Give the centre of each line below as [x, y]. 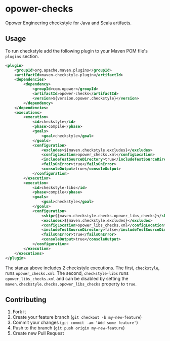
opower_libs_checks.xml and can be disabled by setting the [67, 278]
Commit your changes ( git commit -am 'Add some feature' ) [75, 323]
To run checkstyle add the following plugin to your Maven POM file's [77, 51]
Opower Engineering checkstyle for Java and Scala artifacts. [69, 23]
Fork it [19, 312]
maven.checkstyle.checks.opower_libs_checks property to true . [71, 284]
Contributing [26, 299]
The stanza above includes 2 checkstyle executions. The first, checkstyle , [82, 268]
